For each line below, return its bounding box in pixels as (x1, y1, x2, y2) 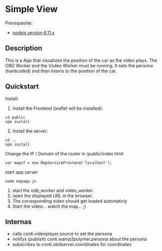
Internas (5, 218, 32, 226)
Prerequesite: (5, 20, 33, 26)
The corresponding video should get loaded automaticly (12, 198, 128, 204)
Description (5, 44, 42, 53)
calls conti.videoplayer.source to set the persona (12, 231, 112, 237)
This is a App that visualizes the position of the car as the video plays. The (5, 57, 158, 63)
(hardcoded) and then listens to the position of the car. (5, 68, 117, 74)
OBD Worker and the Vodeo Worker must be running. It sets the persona (5, 62, 153, 68)
